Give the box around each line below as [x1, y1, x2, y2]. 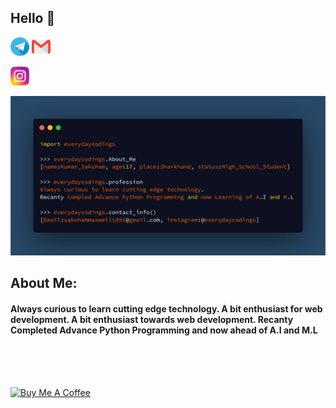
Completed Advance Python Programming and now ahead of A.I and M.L [10, 324, 318, 336]
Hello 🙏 [10, 10, 56, 27]
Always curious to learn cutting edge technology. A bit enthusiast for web [10, 302, 323, 315]
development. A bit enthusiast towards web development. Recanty [10, 313, 294, 325]
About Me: [10, 275, 78, 292]
